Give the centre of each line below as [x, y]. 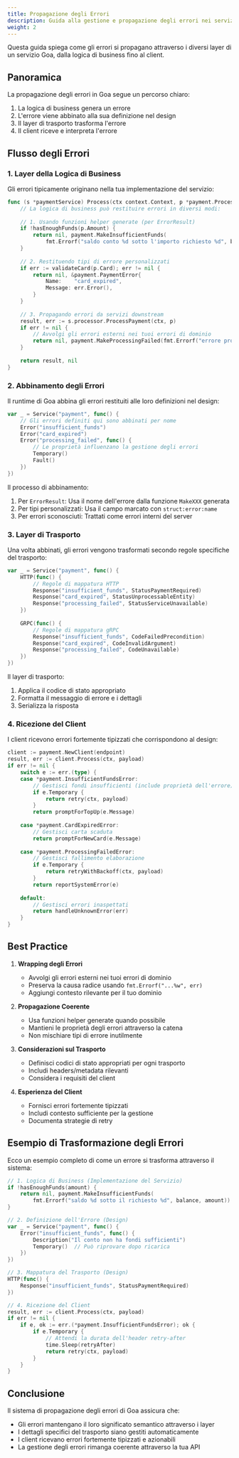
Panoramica [34, 77]
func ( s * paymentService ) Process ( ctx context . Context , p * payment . [111, 202]
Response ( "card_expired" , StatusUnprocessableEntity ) [114, 597]
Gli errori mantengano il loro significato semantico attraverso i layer [116, 1425]
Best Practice [38, 947]
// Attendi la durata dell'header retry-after [116, 1339]
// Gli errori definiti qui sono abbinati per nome [98, 420]
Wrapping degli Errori [50, 964]
